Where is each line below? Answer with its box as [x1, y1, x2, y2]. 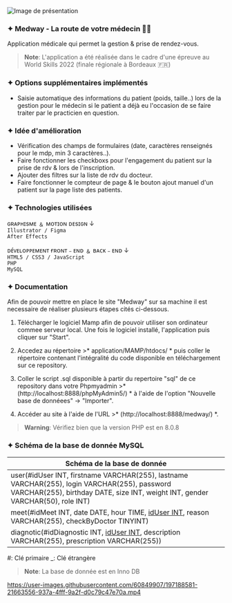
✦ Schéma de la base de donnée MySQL [7, 440, 144, 450]
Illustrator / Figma [7, 228, 67, 234]
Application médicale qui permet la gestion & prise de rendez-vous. [7, 39, 199, 48]
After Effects [7, 233, 48, 241]
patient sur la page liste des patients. [17, 185, 123, 194]
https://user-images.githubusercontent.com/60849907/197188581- [7, 580, 198, 588]
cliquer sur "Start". [17, 333, 70, 342]
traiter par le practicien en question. [17, 109, 119, 117]
